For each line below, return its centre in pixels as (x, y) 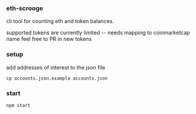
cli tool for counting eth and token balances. (60, 21)
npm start (18, 105)
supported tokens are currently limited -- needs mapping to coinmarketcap (98, 33)
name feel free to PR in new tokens (49, 39)
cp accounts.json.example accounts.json (57, 78)
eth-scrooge (25, 8)
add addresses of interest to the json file (56, 67)
